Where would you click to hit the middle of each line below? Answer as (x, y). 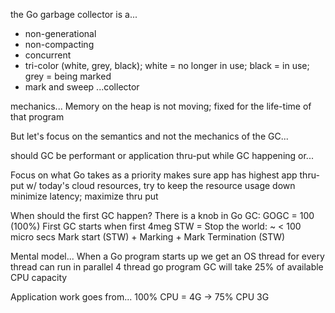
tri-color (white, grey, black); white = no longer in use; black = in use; (167, 65)
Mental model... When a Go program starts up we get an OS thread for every (167, 256)
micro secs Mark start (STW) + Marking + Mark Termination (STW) (148, 237)
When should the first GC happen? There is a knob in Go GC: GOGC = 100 (162, 215)
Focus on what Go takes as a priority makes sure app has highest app (154, 175)
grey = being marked (68, 76)
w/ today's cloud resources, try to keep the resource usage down (161, 185)
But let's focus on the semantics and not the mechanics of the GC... (149, 136)
